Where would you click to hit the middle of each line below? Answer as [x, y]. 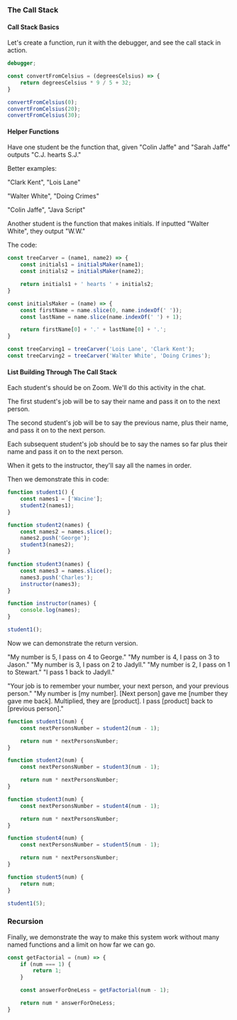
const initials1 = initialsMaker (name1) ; [82, 265]
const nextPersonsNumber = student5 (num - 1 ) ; [90, 845]
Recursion [26, 921]
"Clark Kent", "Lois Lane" [44, 182]
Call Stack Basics [33, 27]
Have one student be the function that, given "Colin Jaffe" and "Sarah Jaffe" [119, 147]
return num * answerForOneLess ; [68, 1003]
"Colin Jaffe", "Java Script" [46, 210]
